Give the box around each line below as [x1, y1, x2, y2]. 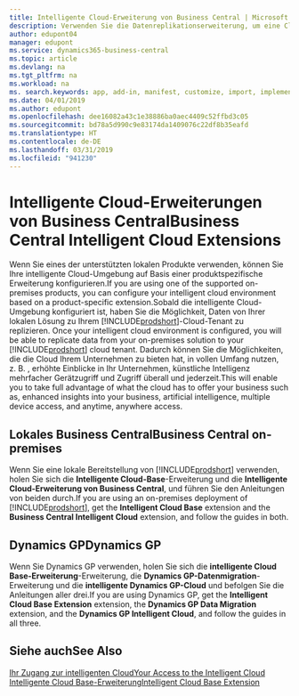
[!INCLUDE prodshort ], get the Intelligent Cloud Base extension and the [9, 502, 271, 513]
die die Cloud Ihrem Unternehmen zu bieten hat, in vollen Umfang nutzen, [9, 353, 279, 365]
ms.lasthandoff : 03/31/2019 [9, 145, 114, 154]
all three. [9, 618, 42, 628]
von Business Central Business [9, 211, 240, 231]
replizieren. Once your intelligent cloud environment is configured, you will [9, 326, 282, 336]
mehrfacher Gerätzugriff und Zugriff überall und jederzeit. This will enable [9, 373, 279, 384]
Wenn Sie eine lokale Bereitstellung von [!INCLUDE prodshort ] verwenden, [9, 465, 280, 475]
